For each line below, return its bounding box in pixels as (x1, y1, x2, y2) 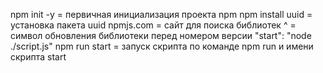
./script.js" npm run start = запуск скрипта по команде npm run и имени (10, 40, 314, 52)
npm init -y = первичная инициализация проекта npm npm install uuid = (10, 9, 313, 20)
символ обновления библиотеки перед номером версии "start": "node (10, 30, 312, 41)
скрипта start (10, 51, 67, 63)
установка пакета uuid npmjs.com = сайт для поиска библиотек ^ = (10, 19, 297, 31)
